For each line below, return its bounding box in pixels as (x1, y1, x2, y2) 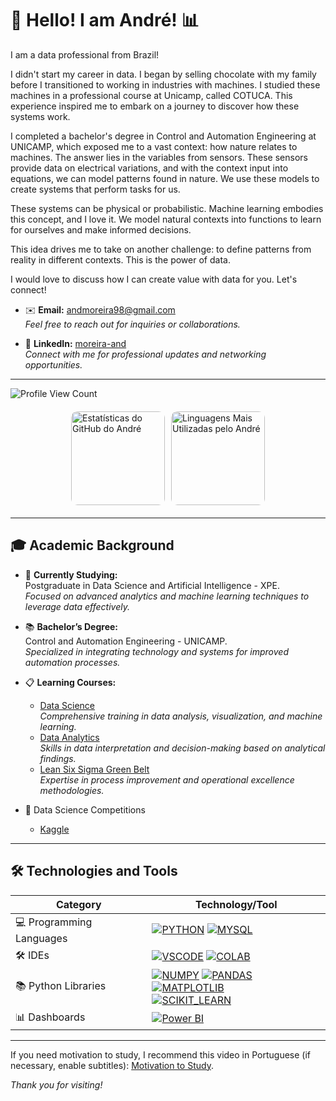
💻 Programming (15, 915, 93, 929)
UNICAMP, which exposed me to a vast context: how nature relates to (10, 140, 298, 152)
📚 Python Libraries (15, 979, 107, 993)
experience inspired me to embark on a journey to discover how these (10, 100, 300, 112)
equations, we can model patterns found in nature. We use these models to (10, 172, 320, 184)
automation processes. (24, 656, 121, 668)
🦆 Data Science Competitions (24, 803, 146, 816)
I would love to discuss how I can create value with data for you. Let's (10, 273, 298, 285)
